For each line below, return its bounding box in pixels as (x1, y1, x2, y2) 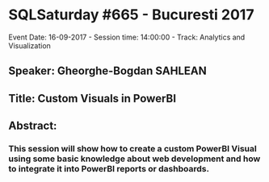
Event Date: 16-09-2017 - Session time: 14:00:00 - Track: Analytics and (8, 32, 246, 42)
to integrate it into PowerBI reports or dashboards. (8, 163, 210, 175)
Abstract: (8, 119, 57, 133)
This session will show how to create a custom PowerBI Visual (8, 143, 257, 155)
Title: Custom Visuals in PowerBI (8, 91, 176, 105)
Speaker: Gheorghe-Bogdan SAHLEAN (8, 64, 208, 78)
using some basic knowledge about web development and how (8, 153, 261, 164)
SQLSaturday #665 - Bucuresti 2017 (8, 6, 254, 24)
